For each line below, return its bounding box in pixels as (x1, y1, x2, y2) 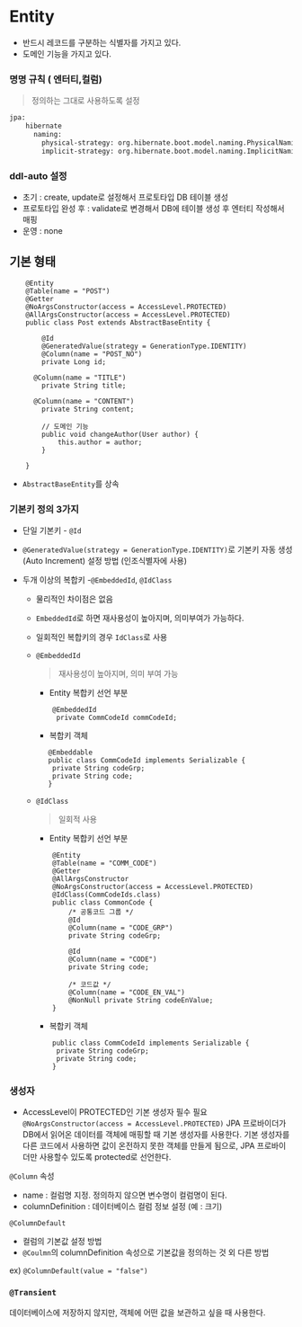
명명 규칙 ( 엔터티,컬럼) (9, 73, 102, 85)
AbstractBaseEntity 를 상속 (22, 478, 120, 489)
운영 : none (22, 225, 63, 236)
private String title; (41, 380, 127, 390)
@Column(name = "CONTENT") (32, 396, 135, 405)
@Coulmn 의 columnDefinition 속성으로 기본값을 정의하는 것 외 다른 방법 (22, 1247, 270, 1258)
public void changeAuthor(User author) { (41, 430, 200, 439)
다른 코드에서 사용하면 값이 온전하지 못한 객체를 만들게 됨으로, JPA (22, 1140, 255, 1152)
